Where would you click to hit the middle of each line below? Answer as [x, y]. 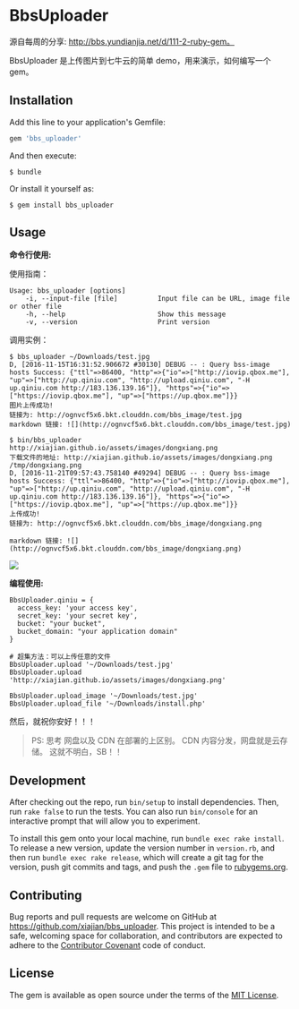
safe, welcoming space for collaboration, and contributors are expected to [146, 936]
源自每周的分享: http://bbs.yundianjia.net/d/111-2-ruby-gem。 [122, 41]
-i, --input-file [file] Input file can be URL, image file [158, 299]
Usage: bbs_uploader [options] [68, 291]
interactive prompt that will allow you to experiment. [105, 821]
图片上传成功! [31, 406]
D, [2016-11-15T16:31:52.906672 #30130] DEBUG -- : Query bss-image [140, 365]
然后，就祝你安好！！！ [52, 722]
